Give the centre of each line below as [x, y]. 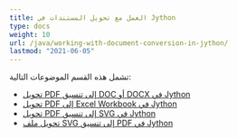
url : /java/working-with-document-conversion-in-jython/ [119, 43]
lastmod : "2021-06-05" [52, 51]
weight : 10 [30, 34]
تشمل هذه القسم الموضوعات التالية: [71, 77]
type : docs [30, 26]
